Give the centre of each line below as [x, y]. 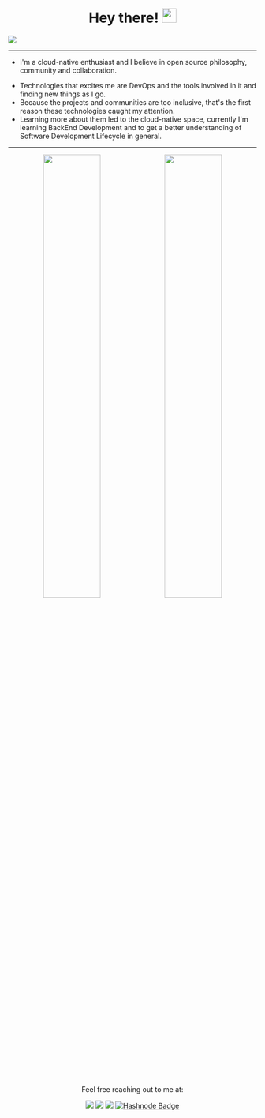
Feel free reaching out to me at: [132, 1089]
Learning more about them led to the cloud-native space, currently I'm [134, 119]
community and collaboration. [68, 70]
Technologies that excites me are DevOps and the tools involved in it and [138, 85]
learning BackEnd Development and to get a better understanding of [131, 127]
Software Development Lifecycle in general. [90, 136]
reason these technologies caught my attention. [97, 111]
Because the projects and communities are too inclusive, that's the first [135, 102]
